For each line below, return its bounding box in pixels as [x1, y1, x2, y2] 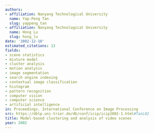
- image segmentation [5, 71, 49, 76]
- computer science [5, 98, 45, 103]
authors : [5, 7, 23, 12]
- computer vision [5, 93, 42, 98]
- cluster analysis [5, 61, 45, 66]
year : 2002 [5, 120, 27, 125]
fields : [5, 48, 21, 53]
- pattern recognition [5, 89, 51, 94]
